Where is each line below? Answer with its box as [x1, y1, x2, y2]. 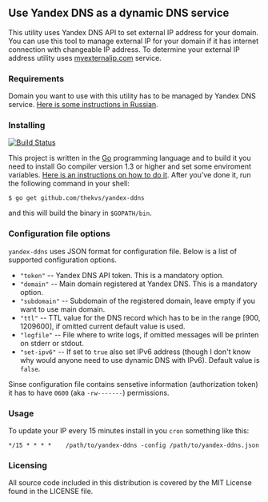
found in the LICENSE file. [8, 487, 94, 496]
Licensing [8, 460, 48, 471]
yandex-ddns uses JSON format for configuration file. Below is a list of [8, 246, 238, 256]
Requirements [8, 73, 65, 84]
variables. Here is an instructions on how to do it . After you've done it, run [8, 170, 251, 180]
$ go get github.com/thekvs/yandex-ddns [8, 194, 146, 202]
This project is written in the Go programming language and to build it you [8, 153, 251, 163]
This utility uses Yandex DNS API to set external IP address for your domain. [8, 27, 258, 37]
